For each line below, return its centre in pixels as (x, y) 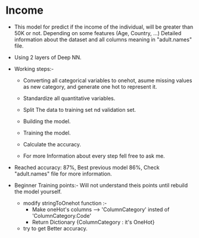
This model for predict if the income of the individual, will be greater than (104, 27)
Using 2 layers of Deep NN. (48, 57)
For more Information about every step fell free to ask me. (94, 156)
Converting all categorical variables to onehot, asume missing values (108, 80)
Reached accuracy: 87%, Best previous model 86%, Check (87, 167)
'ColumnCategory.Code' (62, 215)
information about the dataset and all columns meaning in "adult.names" (103, 39)
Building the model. (47, 121)
